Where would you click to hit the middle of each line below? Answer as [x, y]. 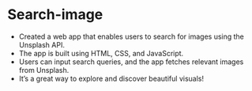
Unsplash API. [41, 44]
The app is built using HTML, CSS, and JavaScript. [101, 53]
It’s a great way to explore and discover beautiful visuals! [111, 78]
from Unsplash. [44, 70]
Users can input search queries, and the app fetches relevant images [131, 62]
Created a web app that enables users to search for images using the [131, 36]
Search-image [55, 15]
